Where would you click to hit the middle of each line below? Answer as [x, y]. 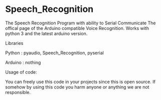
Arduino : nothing [23, 62]
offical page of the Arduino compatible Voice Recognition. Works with [77, 28]
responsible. [18, 92]
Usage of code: [21, 72]
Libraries [14, 43]
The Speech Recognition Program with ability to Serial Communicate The [80, 23]
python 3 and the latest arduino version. [46, 33]
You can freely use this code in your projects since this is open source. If [80, 82]
